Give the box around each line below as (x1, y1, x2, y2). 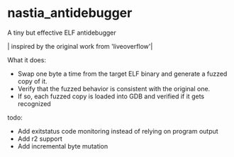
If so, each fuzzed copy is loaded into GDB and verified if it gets (17, 92, 204, 100)
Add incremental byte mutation (17, 141, 108, 150)
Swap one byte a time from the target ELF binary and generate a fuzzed (17, 69, 228, 78)
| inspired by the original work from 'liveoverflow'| (7, 42, 153, 50)
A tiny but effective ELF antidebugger (7, 28, 117, 37)
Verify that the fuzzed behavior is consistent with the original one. (17, 84, 211, 93)
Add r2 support (17, 134, 62, 143)
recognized (17, 99, 51, 107)
